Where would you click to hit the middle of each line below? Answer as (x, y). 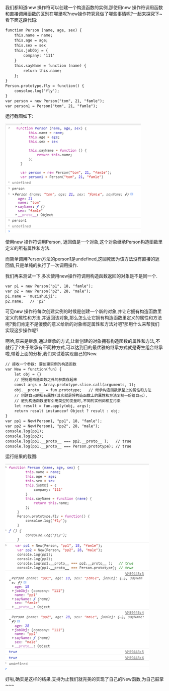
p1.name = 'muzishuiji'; (31, 296)
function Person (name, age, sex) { (44, 30)
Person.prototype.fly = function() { (45, 86)
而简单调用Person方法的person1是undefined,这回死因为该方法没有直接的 (80, 259)
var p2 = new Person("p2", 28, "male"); (48, 291)
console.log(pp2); (24, 436)
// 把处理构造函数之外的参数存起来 (46, 380)
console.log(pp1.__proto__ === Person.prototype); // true (68, 446)
